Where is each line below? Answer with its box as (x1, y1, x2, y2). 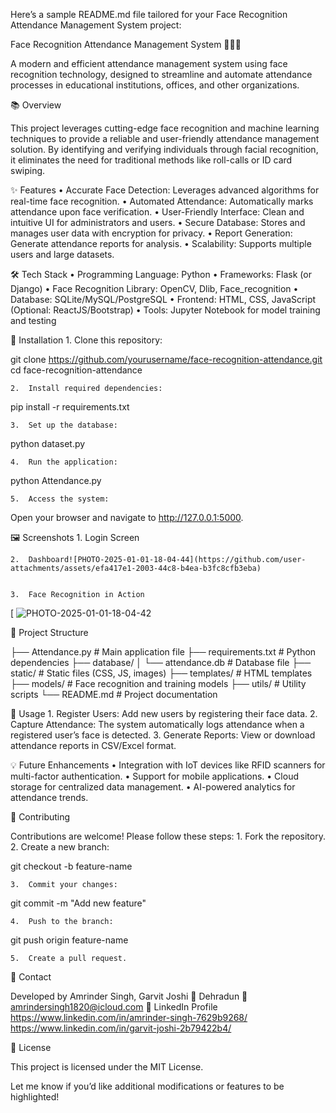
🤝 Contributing (10, 811, 71, 823)
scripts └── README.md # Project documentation (10, 689, 218, 700)
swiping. (10, 165, 46, 176)
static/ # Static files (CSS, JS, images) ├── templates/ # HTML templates (10, 667, 313, 679)
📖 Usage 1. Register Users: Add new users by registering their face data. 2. (10, 708, 318, 719)
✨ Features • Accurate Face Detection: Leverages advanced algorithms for (10, 184, 320, 196)
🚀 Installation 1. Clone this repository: (10, 334, 163, 346)
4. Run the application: (10, 457, 118, 467)
